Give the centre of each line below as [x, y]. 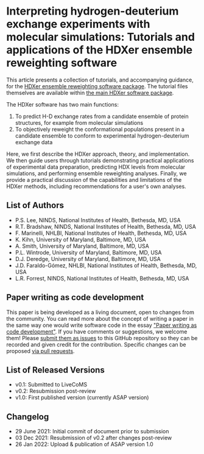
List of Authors [35, 205]
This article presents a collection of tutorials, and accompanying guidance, [100, 80]
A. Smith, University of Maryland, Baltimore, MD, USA [82, 246]
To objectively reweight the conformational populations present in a [100, 129]
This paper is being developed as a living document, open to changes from [100, 312]
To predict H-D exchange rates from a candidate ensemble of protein [102, 116]
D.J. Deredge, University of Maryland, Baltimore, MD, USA [88, 259]
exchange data [34, 142]
